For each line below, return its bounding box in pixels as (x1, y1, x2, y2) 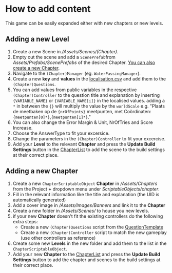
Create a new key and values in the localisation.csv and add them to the (12, 75, 166, 82)
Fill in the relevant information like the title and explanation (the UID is (12, 191, 160, 197)
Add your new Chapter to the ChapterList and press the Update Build (12, 251, 160, 257)
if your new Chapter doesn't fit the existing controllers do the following (12, 213, 163, 219)
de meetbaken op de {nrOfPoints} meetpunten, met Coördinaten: (12, 108, 151, 114)
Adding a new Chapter (5, 167, 79, 176)
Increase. (12, 124, 33, 131)
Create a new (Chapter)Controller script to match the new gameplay (20, 229, 167, 236)
